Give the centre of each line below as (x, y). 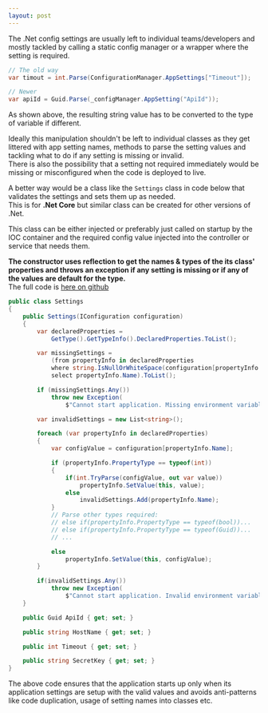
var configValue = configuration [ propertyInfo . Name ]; (142, 448)
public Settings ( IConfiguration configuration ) (103, 317)
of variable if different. (45, 123)
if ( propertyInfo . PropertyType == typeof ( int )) (132, 463)
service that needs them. (49, 246)
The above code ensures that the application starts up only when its (120, 683)
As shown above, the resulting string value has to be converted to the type (131, 115)
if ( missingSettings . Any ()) (83, 390)
